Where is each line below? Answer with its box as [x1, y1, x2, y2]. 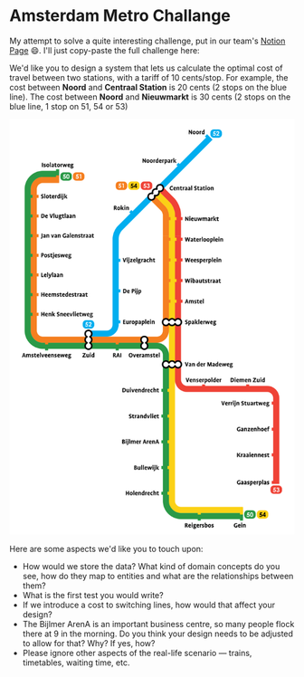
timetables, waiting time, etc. [22, 657, 130, 668]
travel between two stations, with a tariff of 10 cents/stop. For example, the [9, 72, 289, 82]
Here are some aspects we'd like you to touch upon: [9, 544, 204, 555]
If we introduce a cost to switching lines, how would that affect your [22, 599, 276, 611]
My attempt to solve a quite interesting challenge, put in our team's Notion [9, 35, 286, 46]
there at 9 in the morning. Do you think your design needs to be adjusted [22, 628, 294, 639]
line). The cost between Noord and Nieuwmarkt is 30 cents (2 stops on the [9, 91, 291, 102]
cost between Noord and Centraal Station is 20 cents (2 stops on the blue [9, 81, 288, 92]
